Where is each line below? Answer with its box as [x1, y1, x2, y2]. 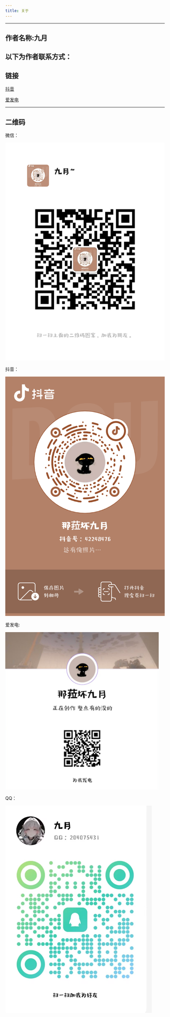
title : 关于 [5, 8, 29, 13]
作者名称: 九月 [5, 34, 48, 43]
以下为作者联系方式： [5, 52, 72, 61]
